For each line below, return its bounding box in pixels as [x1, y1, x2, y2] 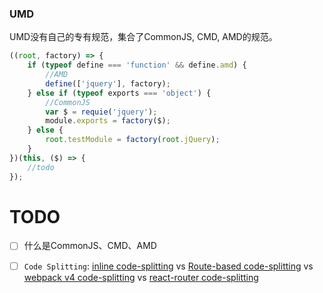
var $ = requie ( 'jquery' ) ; [45, 107, 158, 117]
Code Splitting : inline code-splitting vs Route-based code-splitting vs [23, 260, 314, 272]
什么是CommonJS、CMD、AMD [23, 240, 157, 252]
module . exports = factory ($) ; [45, 116, 171, 126]
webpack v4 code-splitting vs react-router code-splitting [23, 271, 259, 283]
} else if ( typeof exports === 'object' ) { [27, 88, 212, 98]
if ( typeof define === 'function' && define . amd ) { [27, 60, 247, 71]
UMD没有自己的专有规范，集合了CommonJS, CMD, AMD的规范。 [9, 31, 278, 43]
